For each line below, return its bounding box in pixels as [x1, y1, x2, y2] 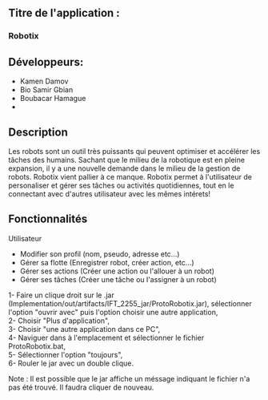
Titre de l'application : [8, 6, 120, 20]
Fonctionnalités [8, 212, 88, 226]
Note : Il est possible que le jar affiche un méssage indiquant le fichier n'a [8, 374, 250, 383]
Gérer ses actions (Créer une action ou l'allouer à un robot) [19, 266, 214, 276]
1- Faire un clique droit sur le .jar [8, 290, 114, 300]
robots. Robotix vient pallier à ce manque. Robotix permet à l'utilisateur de [8, 172, 252, 181]
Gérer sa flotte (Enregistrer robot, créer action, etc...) [19, 257, 194, 267]
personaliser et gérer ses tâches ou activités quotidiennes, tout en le [8, 180, 234, 190]
